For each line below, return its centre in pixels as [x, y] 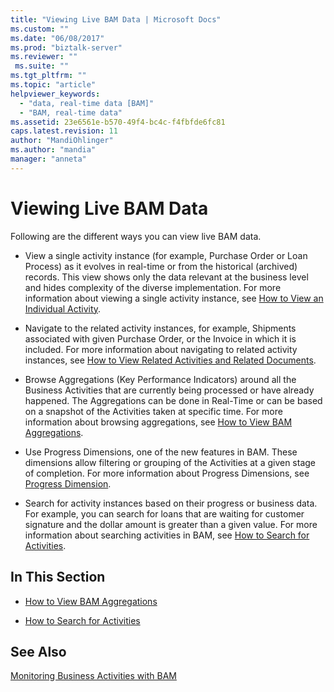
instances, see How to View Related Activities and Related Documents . [170, 360]
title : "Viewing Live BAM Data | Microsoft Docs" [116, 19]
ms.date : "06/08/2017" [57, 38]
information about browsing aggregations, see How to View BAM [158, 422]
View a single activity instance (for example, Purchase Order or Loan [166, 255]
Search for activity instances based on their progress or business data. [171, 503]
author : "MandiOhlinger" [62, 141]
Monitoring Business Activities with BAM [93, 676]
